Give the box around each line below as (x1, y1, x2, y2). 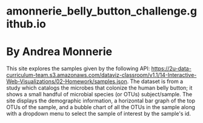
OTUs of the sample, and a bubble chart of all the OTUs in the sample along (6, 104, 195, 111)
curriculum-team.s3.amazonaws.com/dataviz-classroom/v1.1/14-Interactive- (6, 71, 197, 79)
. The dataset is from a (127, 78, 184, 85)
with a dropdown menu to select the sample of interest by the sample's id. (6, 110, 191, 118)
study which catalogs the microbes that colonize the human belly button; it (6, 84, 193, 91)
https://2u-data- (151, 65, 192, 72)
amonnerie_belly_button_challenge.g (6, 4, 198, 18)
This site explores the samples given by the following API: (6, 65, 150, 72)
